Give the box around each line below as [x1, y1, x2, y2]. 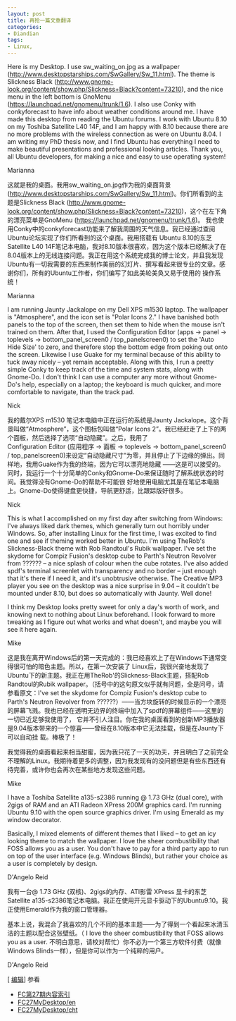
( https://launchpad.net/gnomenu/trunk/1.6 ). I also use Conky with [7, 100, 197, 108]
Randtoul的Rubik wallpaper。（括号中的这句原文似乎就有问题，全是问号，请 [7, 680, 224, 688]
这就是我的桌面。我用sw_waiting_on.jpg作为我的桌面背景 [7, 181, 171, 189]
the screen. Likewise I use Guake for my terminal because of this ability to [7, 350, 221, 358]
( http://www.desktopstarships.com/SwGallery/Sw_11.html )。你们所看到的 [7, 190, 218, 197]
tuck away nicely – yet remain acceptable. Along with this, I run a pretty [7, 357, 214, 366]
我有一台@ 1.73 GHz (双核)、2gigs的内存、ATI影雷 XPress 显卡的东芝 [7, 888, 207, 895]
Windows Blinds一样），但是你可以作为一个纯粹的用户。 [7, 946, 168, 955]
